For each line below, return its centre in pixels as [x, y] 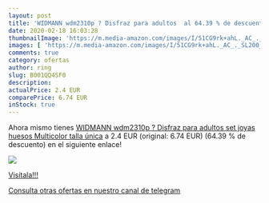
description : [30, 82]
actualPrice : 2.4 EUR [44, 90]
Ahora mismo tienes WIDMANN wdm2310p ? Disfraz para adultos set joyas [132, 128]
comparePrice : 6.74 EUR [48, 98]
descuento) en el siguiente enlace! [65, 145]
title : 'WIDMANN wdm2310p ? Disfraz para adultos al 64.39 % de [119, 23]
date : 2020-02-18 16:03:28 [53, 30]
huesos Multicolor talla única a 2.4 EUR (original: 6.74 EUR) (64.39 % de [127, 136]
